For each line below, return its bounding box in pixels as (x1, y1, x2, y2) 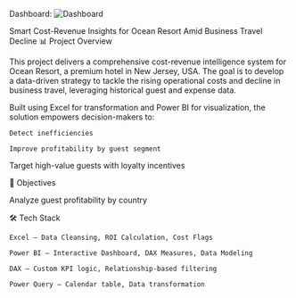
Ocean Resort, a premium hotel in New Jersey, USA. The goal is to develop (9, 66, 284, 76)
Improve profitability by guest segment (9, 145, 162, 153)
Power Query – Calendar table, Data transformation (9, 280, 205, 289)
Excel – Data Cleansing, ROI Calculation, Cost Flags (9, 233, 214, 242)
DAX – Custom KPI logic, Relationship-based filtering (9, 264, 218, 273)
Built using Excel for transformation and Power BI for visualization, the (9, 103, 266, 112)
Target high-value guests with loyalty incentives (9, 161, 185, 170)
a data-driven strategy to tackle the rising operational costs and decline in (9, 76, 281, 86)
